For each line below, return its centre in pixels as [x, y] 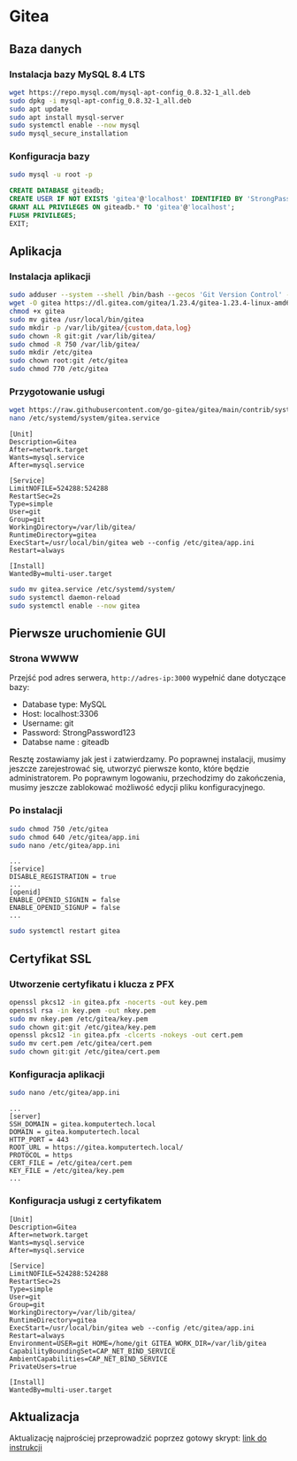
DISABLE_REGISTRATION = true [63, 877]
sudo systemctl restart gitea [65, 931]
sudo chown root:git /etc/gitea [69, 361]
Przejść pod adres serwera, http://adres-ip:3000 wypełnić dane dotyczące [148, 678]
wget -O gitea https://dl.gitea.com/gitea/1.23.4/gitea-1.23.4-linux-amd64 [152, 303]
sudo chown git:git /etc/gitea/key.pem [83, 1027]
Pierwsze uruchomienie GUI [88, 634]
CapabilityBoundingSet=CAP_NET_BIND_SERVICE [92, 1351]
